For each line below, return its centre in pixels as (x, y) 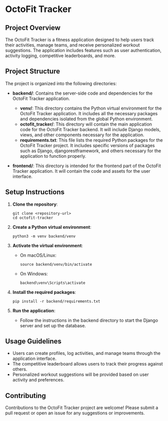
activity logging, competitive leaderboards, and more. (61, 56)
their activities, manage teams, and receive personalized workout (73, 45)
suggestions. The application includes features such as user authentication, (83, 50)
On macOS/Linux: (38, 255)
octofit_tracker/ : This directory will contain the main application (86, 124)
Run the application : (34, 310)
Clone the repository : (35, 204)
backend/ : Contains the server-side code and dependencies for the (82, 93)
